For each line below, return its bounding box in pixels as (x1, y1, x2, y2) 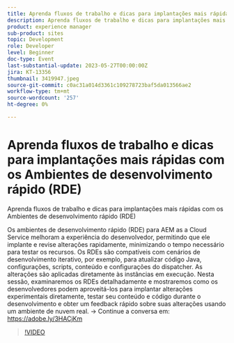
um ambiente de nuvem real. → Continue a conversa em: (7, 307, 171, 315)
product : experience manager (7, 23, 92, 30)
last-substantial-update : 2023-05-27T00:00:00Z (7, 62, 148, 69)
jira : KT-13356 (7, 68, 52, 75)
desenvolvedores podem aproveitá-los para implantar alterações (7, 284, 194, 293)
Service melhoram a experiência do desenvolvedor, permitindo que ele (7, 233, 210, 241)
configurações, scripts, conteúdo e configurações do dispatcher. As (7, 262, 203, 270)
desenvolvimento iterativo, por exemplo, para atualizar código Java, (7, 255, 202, 264)
